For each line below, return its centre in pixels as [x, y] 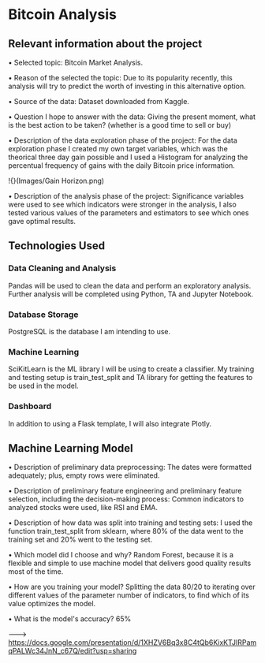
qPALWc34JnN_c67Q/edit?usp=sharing [73, 651]
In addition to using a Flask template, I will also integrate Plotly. [110, 423]
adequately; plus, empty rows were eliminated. [84, 475]
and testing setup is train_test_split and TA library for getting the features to [131, 378]
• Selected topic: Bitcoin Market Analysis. [76, 62]
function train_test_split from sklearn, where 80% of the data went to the [126, 531]
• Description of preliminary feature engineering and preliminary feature [125, 491]
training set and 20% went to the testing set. [80, 540]
